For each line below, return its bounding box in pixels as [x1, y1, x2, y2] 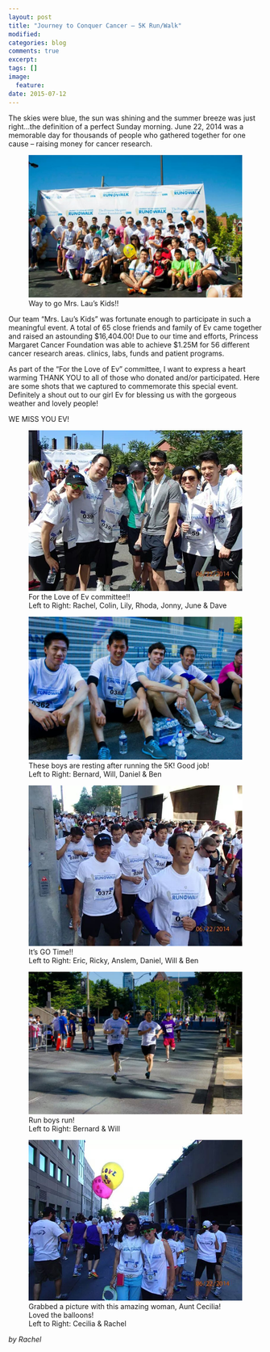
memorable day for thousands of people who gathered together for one [8, 130, 246, 140]
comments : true [8, 47, 60, 56]
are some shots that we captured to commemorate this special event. [8, 381, 239, 391]
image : [8, 73, 31, 81]
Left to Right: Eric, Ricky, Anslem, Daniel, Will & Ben [28, 955, 199, 965]
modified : [8, 30, 42, 38]
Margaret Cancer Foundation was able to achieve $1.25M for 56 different [8, 340, 250, 350]
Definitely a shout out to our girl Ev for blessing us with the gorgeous [8, 390, 237, 400]
